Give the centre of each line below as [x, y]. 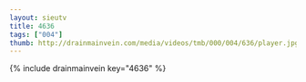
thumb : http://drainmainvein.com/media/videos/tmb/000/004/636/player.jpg [154, 43]
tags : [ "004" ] [36, 34]
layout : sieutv [38, 18]
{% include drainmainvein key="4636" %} [88, 68]
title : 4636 [32, 26]
